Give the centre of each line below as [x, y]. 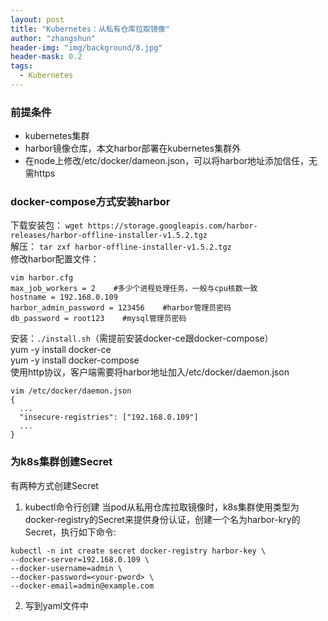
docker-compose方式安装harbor [90, 202]
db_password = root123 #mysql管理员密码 [98, 319]
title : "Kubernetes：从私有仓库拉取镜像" [90, 29]
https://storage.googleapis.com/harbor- [172, 226]
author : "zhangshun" [53, 38]
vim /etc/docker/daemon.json [71, 391]
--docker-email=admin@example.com [82, 586]
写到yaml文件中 [57, 605]
